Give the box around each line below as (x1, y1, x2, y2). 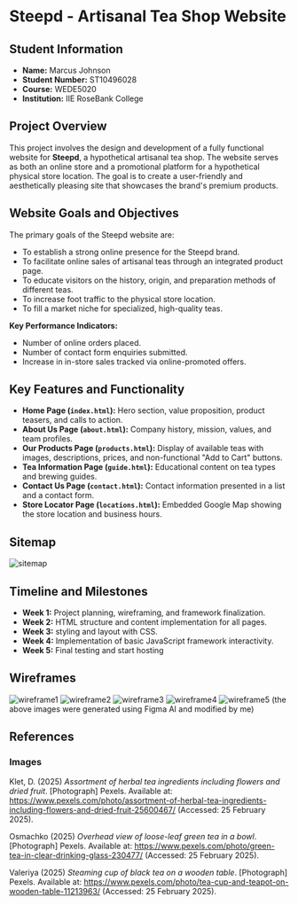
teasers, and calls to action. (21, 415, 123, 425)
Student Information (9, 42, 124, 57)
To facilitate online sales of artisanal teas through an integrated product (21, 255, 284, 267)
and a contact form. (21, 490, 95, 501)
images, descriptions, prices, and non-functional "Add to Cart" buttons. (21, 452, 283, 463)
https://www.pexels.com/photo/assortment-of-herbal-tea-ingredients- (9, 795, 268, 806)
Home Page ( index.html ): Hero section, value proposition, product (21, 405, 265, 416)
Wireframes (9, 671, 77, 686)
